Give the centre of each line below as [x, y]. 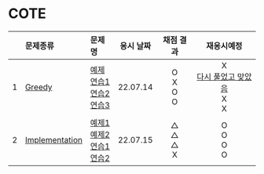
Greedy [38, 87]
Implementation [53, 140]
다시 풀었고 [216, 77]
